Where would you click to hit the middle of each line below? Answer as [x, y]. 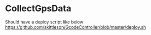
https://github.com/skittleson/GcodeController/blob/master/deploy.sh [76, 27]
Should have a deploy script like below [44, 22]
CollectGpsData [38, 9]
